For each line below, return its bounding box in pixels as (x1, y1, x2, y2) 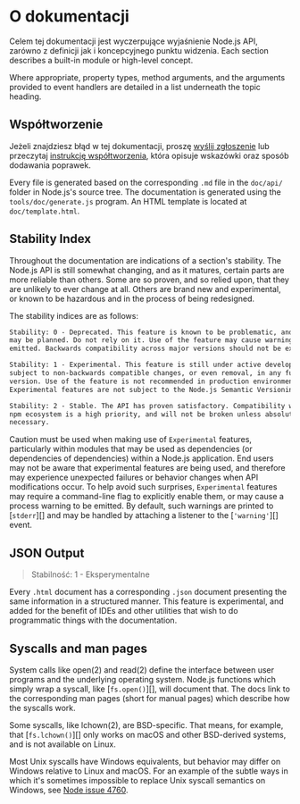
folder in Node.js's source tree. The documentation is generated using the (9, 186, 281, 197)
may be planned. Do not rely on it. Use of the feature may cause (9, 336, 262, 345)
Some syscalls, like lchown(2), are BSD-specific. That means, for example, (9, 719, 284, 730)
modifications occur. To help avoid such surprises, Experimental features (9, 482, 278, 492)
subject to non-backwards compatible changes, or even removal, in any (9, 369, 281, 378)
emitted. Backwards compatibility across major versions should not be (9, 344, 281, 354)
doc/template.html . (9, 205, 80, 216)
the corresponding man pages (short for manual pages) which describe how (9, 692, 290, 703)
